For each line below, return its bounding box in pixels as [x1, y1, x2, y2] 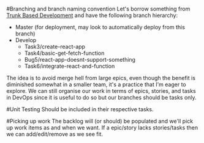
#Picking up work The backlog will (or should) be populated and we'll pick [6, 117, 194, 125]
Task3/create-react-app [24, 43, 86, 50]
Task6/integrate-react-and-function [24, 62, 115, 70]
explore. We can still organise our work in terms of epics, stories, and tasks [6, 87, 196, 94]
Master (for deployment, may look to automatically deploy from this [15, 24, 186, 31]
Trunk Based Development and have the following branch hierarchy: [6, 12, 178, 19]
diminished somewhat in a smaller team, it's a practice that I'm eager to [6, 81, 187, 88]
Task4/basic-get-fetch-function [24, 50, 105, 57]
